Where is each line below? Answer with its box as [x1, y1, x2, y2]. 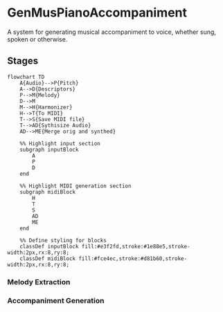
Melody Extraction [7, 277, 71, 286]
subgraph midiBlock [19, 188, 76, 195]
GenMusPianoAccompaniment [7, 5, 188, 21]
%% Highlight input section [19, 140, 100, 147]
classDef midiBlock [19, 255, 76, 262]
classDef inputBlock [19, 243, 79, 250]
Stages [7, 55, 39, 67]
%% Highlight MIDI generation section [19, 182, 132, 190]
